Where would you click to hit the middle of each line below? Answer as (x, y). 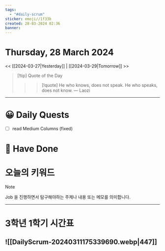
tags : (11, 10)
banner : (13, 28)
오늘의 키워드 (30, 173)
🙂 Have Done (32, 149)
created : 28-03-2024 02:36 (33, 23)
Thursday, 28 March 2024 (59, 53)
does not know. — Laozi (66, 90)
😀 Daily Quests (37, 115)
